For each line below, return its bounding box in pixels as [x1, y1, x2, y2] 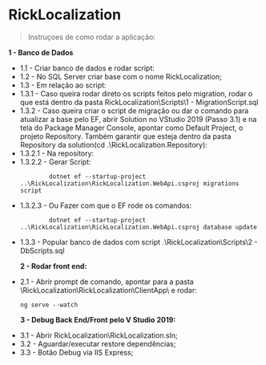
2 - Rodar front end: [19, 261, 87, 270]
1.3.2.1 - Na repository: [19, 148, 95, 158]
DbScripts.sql [19, 245, 66, 255]
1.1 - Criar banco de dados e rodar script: [19, 63, 155, 73]
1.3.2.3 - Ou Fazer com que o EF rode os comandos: [19, 201, 192, 210]
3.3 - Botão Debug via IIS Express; [19, 347, 134, 357]
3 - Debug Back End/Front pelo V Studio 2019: [19, 314, 176, 324]
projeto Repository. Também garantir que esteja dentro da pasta [19, 131, 232, 141]
